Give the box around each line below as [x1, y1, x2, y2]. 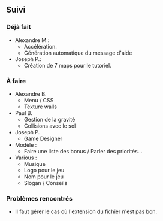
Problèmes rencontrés [6, 194, 73, 202]
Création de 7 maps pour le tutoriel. [23, 62, 112, 69]
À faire [6, 77, 26, 85]
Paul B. [14, 109, 33, 116]
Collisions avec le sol [23, 122, 76, 129]
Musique [23, 160, 46, 167]
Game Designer [23, 135, 63, 142]
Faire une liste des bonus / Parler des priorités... [23, 147, 143, 155]
